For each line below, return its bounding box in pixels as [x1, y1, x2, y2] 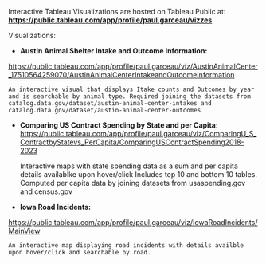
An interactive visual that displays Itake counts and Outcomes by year [8, 85, 255, 93]
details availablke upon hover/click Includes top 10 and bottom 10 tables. [19, 170, 257, 179]
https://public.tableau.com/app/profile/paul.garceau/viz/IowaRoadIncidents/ [8, 218, 258, 227]
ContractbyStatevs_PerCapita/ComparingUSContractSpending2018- [19, 137, 244, 147]
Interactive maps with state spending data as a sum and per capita [19, 161, 239, 171]
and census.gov [19, 187, 73, 196]
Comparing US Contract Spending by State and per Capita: [19, 120, 219, 130]
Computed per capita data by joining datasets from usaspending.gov [19, 179, 246, 187]
